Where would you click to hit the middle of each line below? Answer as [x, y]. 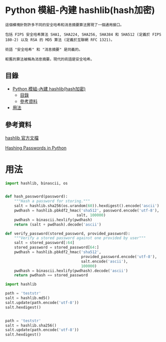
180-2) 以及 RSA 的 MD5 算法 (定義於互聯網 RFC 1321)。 [60, 40]
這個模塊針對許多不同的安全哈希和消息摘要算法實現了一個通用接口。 [65, 25]
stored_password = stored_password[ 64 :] [57, 247]
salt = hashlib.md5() [28, 298]
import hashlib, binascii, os [37, 183]
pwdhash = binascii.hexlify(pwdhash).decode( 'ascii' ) [71, 270]
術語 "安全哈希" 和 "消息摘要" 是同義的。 [44, 49]
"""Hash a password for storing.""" [52, 201]
